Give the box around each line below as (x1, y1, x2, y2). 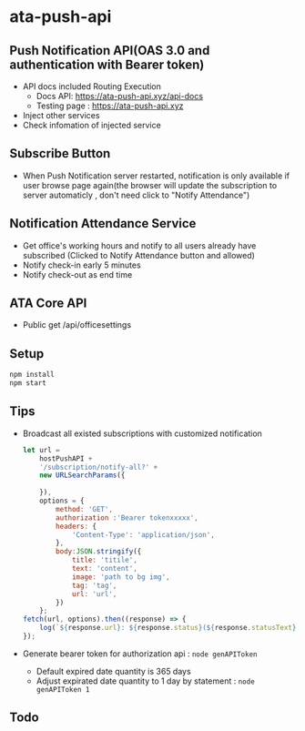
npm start (9, 379, 47, 388)
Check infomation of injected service (22, 120, 161, 130)
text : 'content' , (71, 564, 138, 574)
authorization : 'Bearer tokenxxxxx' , (56, 513, 198, 523)
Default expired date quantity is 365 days (36, 665, 191, 676)
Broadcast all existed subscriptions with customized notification (22, 428, 262, 439)
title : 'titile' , (71, 555, 138, 565)
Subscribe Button (9, 146, 111, 161)
